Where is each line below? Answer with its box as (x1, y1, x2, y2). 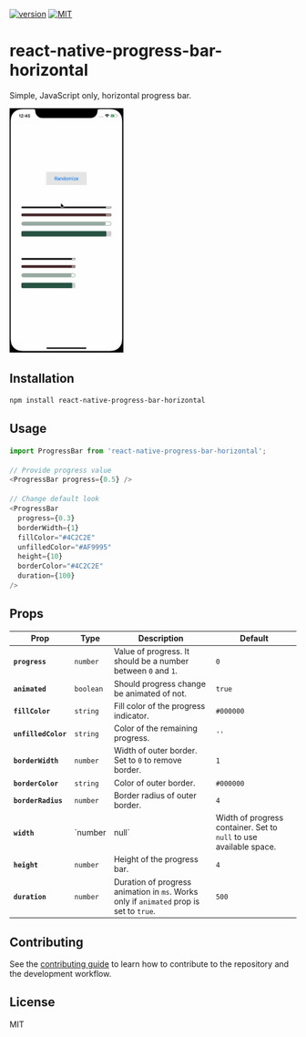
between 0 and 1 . (113, 665, 178, 676)
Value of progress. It (113, 646, 189, 657)
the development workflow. (9, 969, 112, 980)
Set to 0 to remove (113, 755, 182, 765)
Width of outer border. (113, 745, 198, 756)
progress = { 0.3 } (17, 513, 76, 523)
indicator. (113, 710, 149, 721)
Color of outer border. (113, 777, 196, 788)
